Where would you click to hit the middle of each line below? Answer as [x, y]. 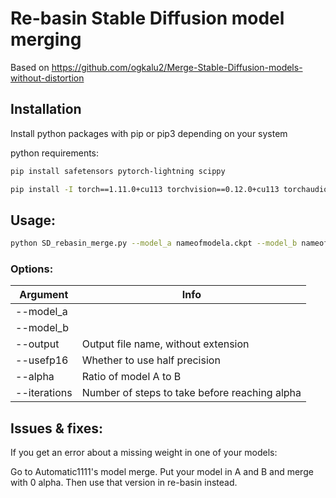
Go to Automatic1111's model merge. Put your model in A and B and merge [162, 472]
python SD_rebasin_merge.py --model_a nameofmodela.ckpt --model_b [154, 243]
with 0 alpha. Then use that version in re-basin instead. [124, 483]
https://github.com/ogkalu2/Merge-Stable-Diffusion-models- [177, 67]
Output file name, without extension [165, 344]
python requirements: [55, 153]
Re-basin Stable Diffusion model [147, 18]
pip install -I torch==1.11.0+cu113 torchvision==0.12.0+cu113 [145, 189]
